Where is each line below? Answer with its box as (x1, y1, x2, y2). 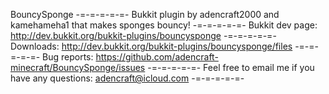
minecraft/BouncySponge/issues (10, 62, 146, 73)
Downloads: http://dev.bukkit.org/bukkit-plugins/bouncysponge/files (10, 40, 293, 52)
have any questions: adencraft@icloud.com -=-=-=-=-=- (10, 72, 245, 84)
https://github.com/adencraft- (95, 51, 219, 63)
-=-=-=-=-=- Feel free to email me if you (147, 62, 315, 73)
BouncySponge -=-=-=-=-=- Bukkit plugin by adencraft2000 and (10, 9, 280, 20)
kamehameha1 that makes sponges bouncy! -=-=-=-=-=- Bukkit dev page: (10, 19, 318, 31)
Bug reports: (42, 51, 94, 63)
